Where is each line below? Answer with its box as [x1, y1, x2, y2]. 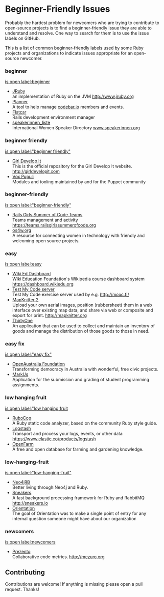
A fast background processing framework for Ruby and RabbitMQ [12, 495, 145, 501]
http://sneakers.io [12, 500, 48, 506]
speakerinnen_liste [12, 119, 50, 126]
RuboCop [12, 415, 32, 421]
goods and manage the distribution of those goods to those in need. [12, 328, 150, 334]
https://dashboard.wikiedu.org [12, 281, 74, 287]
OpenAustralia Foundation [12, 361, 65, 367]
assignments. [12, 382, 40, 388]
